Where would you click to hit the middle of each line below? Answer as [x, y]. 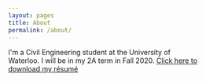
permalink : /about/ [40, 30]
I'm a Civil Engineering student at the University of [90, 53]
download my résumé [43, 69]
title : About [29, 23]
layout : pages [31, 15]
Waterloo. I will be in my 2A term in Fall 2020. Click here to [103, 61]
